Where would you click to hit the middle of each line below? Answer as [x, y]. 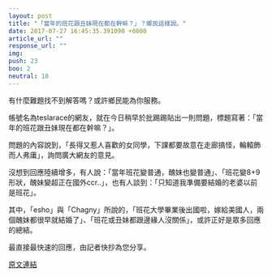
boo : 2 [19, 69]
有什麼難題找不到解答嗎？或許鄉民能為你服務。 [86, 100]
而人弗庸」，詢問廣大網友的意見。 [64, 155]
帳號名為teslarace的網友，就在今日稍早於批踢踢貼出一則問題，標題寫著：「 [132, 117]
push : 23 [23, 62]
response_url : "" [38, 46]
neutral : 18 [28, 76]
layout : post [30, 16]
